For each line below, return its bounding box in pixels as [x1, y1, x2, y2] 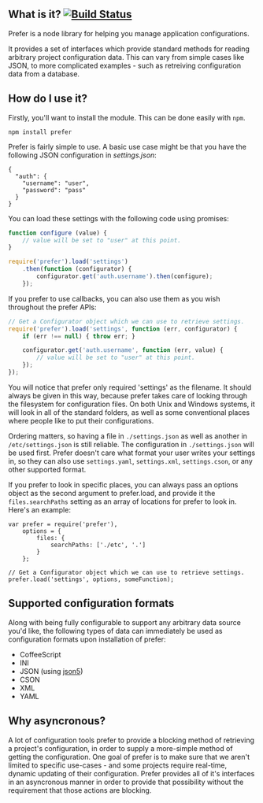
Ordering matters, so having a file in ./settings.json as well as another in [8, 431, 248, 441]
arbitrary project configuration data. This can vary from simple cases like [8, 52, 245, 61]
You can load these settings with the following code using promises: [8, 213, 230, 223]
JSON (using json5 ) [19, 666, 83, 675]
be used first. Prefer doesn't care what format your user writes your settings [8, 448, 256, 457]
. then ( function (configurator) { [22, 265, 132, 273]
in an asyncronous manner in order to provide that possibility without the [8, 777, 244, 786]
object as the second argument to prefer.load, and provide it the [8, 488, 216, 498]
